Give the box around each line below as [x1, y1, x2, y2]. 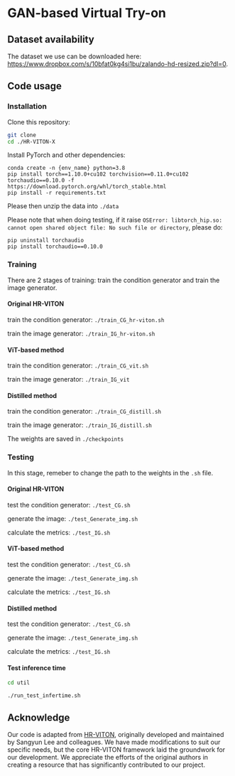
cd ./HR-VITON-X [7, 138, 55, 145]
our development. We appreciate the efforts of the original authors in [7, 753, 208, 762]
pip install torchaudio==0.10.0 [7, 243, 103, 250]
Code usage [7, 80, 62, 92]
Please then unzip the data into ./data [7, 202, 119, 210]
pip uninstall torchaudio [7, 237, 84, 244]
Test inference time [7, 663, 66, 672]
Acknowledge [7, 711, 70, 723]
